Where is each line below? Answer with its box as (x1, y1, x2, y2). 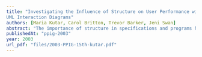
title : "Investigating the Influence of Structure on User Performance (6, 8, 189, 15)
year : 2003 (6, 36, 34, 42)
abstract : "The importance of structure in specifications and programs (6, 25, 192, 31)
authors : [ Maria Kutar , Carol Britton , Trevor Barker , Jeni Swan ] (6, 20, 176, 26)
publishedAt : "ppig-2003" (6, 31, 71, 37)
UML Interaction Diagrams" (6, 14, 74, 20)
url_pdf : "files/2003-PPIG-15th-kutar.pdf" (6, 42, 117, 48)
